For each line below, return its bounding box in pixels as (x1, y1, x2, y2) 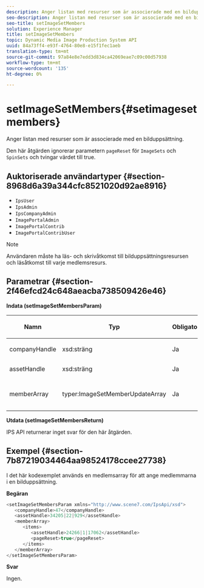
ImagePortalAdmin (15, 217, 59, 223)
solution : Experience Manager (6, 25, 83, 32)
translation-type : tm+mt (6, 49, 69, 55)
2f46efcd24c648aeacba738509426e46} (6, 286, 167, 296)
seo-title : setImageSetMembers (6, 20, 86, 26)
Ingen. (6, 575, 22, 583)
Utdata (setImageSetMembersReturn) (6, 416, 104, 424)
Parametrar (6, 277, 50, 287)
